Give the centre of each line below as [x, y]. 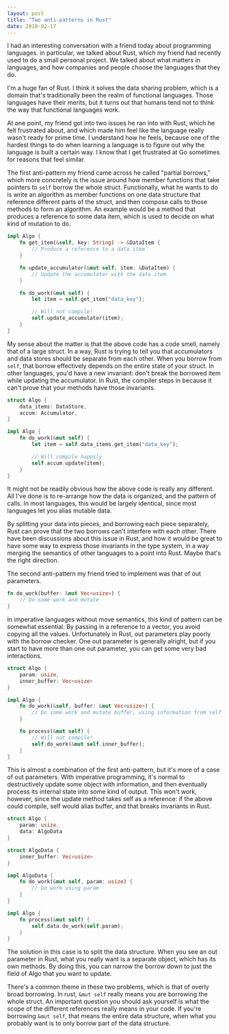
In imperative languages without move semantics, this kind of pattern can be [115, 619]
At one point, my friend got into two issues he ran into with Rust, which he [111, 123]
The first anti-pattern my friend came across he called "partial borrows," [109, 173]
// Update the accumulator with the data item [99, 274]
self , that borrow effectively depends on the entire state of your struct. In [110, 366]
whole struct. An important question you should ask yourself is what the [108, 1002]
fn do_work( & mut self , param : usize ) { [76, 882]
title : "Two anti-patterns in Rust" [59, 20]
